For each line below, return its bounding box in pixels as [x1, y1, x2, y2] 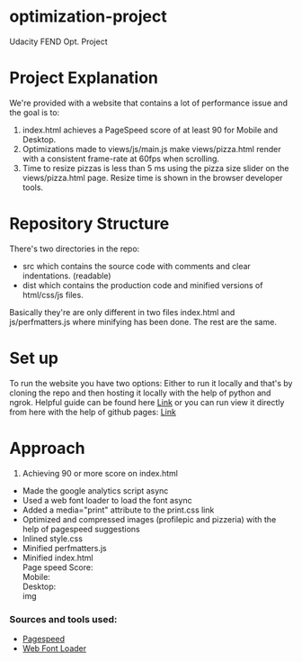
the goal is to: [9, 106, 60, 118]
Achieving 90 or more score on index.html [22, 467, 178, 478]
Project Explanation [9, 68, 159, 88]
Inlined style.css [22, 533, 84, 544]
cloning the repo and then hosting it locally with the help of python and [9, 387, 271, 398]
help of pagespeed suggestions [22, 523, 141, 534]
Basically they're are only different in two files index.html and [9, 306, 235, 317]
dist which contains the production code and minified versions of [22, 279, 263, 290]
